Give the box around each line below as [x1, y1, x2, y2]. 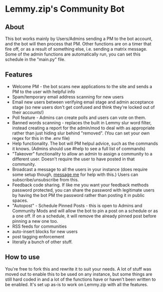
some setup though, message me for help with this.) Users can [12, 172, 139, 177]
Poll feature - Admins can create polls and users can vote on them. [12, 115, 146, 120]
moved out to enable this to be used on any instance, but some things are [5, 271, 152, 277]
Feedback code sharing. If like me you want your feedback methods [12, 182, 149, 188]
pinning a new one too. [12, 218, 58, 224]
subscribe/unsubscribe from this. [12, 176, 79, 182]
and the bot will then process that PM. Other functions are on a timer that [5, 41, 152, 47]
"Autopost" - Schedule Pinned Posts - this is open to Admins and [12, 202, 143, 208]
